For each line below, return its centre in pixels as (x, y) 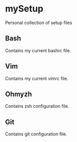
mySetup (24, 9)
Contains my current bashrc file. (38, 50)
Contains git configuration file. (36, 134)
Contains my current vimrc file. (37, 78)
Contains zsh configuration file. (37, 106)
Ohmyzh (19, 94)
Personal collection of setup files (39, 23)
